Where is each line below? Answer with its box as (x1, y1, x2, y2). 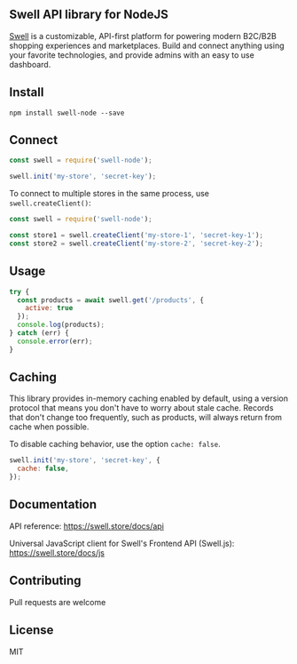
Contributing (9, 573, 82, 588)
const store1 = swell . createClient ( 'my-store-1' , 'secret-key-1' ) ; (9, 231, 264, 240)
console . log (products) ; (17, 320, 105, 330)
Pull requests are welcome (9, 596, 106, 607)
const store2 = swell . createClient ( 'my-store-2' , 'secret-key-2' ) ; (9, 239, 264, 248)
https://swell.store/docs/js (9, 547, 105, 558)
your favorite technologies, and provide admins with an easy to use (9, 49, 254, 60)
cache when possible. (9, 421, 90, 432)
